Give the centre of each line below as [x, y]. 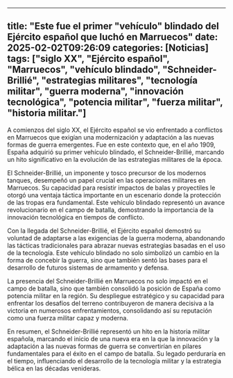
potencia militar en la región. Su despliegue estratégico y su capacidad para [116, 295]
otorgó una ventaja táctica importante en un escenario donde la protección [114, 195]
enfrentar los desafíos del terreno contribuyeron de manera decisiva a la [111, 303]
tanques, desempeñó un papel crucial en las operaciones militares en [106, 180]
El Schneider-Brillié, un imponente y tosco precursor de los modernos [107, 173]
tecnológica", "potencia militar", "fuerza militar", [115, 102]
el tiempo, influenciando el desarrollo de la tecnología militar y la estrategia [114, 361]
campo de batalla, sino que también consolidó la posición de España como [114, 288]
